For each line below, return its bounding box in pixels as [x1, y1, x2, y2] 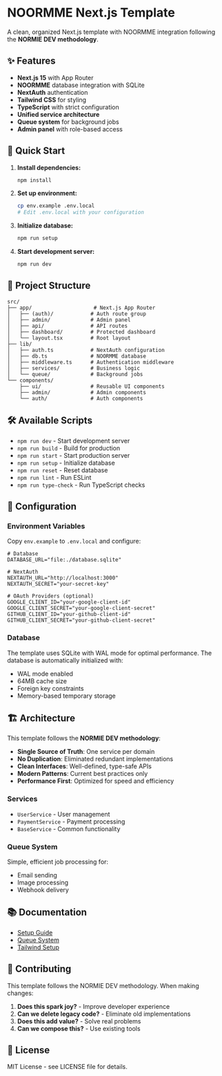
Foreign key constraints [17, 684, 84, 692]
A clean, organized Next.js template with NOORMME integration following [7, 28, 216, 36]
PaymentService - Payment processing [17, 817, 125, 826]
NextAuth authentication [17, 88, 88, 96]
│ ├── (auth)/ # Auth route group [7, 310, 147, 317]
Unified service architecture [17, 110, 100, 118]
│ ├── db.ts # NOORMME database [7, 353, 147, 360]
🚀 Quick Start [7, 145, 65, 157]
